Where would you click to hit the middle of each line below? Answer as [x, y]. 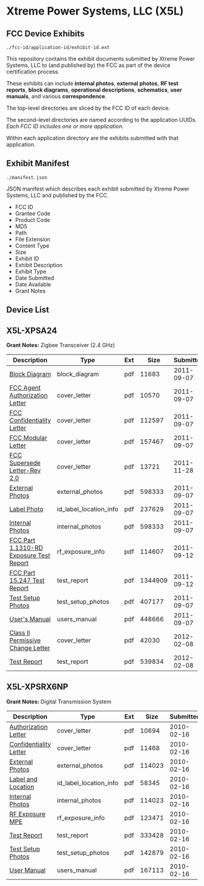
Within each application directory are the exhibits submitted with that [93, 138]
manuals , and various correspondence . [56, 96]
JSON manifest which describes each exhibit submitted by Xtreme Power [98, 189]
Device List [28, 310]
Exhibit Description [39, 265]
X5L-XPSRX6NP [37, 687]
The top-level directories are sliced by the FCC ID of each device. [88, 108]
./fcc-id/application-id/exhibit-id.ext [58, 47]
